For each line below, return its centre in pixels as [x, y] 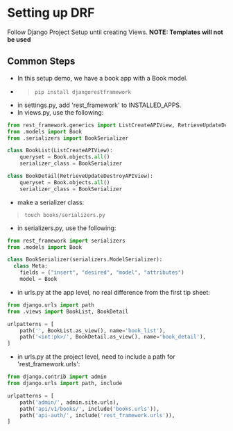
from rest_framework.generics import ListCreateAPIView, [91, 125]
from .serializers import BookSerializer [68, 138]
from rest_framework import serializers [67, 241]
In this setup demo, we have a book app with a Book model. [103, 78]
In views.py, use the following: [60, 112]
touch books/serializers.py [64, 215]
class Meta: [31, 266]
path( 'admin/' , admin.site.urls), [69, 402]
